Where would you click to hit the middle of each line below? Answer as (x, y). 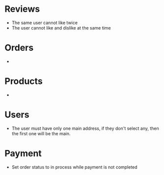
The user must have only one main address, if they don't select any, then (85, 128)
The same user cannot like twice (45, 23)
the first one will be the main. (41, 133)
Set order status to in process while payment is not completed (75, 167)
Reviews (22, 9)
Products (24, 81)
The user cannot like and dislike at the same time (61, 28)
